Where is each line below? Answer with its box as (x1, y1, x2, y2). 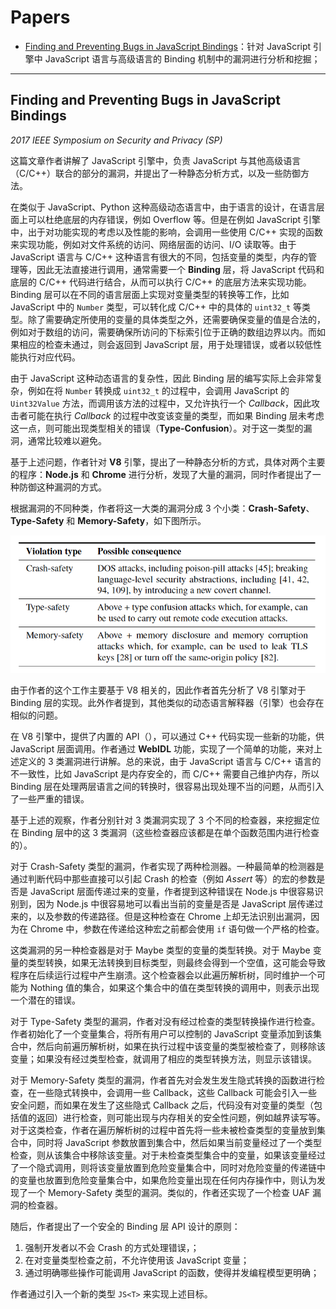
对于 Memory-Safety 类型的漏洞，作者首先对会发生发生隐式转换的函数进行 (10, 1074, 317, 1086)
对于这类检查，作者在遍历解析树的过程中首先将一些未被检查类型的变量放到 (10, 1124, 317, 1136)
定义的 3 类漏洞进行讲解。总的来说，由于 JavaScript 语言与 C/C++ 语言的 (18, 756, 322, 767)
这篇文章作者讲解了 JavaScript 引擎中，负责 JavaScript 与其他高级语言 (10, 154, 302, 166)
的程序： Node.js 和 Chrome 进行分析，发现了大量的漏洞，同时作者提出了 (10, 468, 313, 480)
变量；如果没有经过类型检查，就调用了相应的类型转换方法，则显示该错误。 (10, 1053, 317, 1065)
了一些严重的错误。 (10, 793, 90, 805)
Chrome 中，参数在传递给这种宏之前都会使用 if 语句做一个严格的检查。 (29, 923, 325, 935)
